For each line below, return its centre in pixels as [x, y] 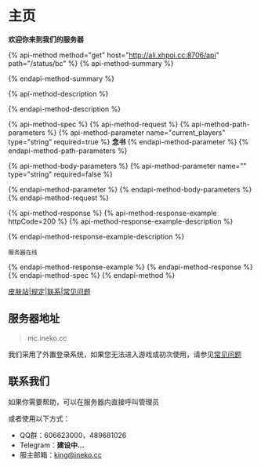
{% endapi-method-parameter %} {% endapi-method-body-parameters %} [130, 189]
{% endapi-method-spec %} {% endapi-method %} [92, 275]
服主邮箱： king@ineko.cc [60, 454]
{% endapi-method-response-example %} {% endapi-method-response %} [130, 267]
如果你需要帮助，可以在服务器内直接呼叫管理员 [83, 402]
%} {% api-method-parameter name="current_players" [136, 132]
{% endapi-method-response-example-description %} [96, 236]
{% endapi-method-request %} [59, 198]
